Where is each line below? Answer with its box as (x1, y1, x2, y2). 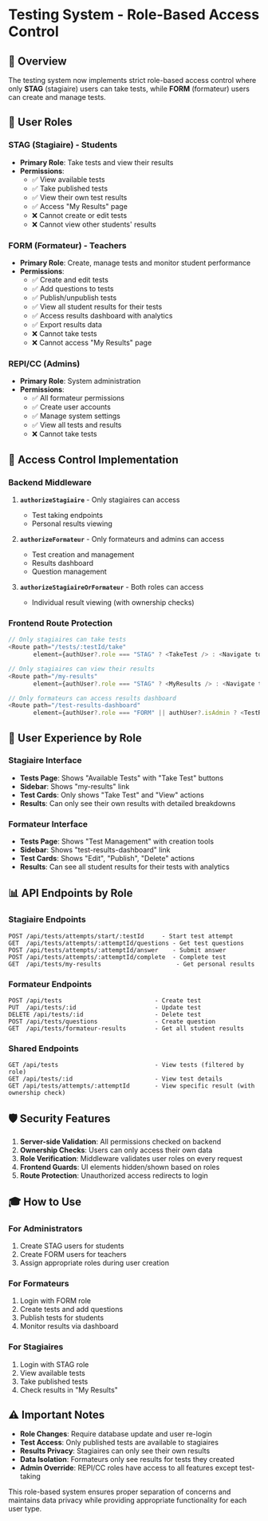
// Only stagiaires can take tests (8, 636, 127, 644)
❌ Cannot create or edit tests (31, 210, 128, 220)
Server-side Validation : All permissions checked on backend (19, 1137, 222, 1147)
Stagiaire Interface (8, 755, 82, 766)
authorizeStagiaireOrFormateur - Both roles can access (19, 582, 204, 591)
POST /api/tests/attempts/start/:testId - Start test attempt (8, 932, 234, 940)
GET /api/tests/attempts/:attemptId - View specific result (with (8, 1082, 255, 1090)
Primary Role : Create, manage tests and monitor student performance (19, 258, 251, 267)
